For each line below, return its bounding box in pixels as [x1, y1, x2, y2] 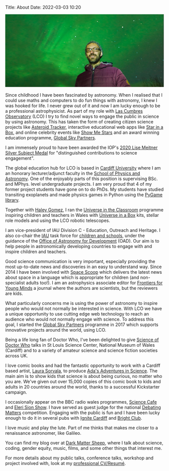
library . [5, 197, 20, 203]
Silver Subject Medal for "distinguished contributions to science [5, 150, 137, 156]
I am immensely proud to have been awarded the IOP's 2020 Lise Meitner [5, 144, 158, 150]
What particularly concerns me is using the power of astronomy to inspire [5, 300, 158, 306]
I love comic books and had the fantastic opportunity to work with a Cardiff [5, 362, 160, 369]
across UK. [5, 353, 28, 359]
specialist [5, 280, 25, 286]
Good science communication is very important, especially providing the [5, 259, 155, 265]
